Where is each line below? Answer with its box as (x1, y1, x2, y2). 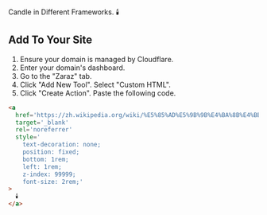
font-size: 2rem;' (22, 178, 83, 186)
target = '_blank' (15, 119, 69, 127)
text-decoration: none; (22, 141, 102, 149)
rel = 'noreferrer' (15, 126, 73, 134)
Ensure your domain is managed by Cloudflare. (19, 54, 174, 64)
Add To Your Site (8, 33, 93, 47)
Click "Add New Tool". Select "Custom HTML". (19, 80, 171, 89)
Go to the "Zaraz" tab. (19, 71, 92, 80)
